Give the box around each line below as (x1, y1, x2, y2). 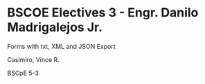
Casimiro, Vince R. (7, 55, 60, 63)
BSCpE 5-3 (7, 69, 39, 77)
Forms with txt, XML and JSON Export (7, 42, 116, 50)
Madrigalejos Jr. (7, 19, 102, 35)
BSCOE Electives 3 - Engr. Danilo (7, 5, 199, 21)
